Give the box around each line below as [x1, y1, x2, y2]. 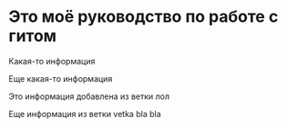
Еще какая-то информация [8, 73, 113, 84]
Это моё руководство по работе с [8, 6, 279, 27]
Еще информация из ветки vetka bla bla [8, 108, 161, 119]
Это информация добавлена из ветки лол [8, 91, 170, 102]
